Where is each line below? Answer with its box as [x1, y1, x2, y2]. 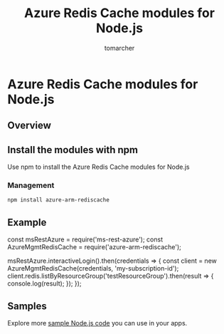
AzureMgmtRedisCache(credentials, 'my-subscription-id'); [7, 264, 179, 273]
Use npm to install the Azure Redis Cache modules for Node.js [7, 162, 190, 172]
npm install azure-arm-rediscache [7, 197, 110, 204]
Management [7, 180, 55, 190]
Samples [7, 300, 48, 312]
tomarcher [104, 43, 135, 52]
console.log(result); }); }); [7, 279, 82, 288]
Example [7, 216, 47, 229]
